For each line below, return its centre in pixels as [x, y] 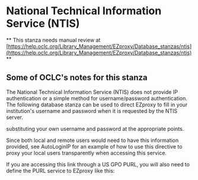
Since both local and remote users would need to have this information [92, 140]
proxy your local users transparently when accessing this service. [87, 153]
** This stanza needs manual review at [53, 40]
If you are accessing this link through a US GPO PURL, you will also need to [98, 164]
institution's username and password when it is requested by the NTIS [92, 110]
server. [15, 117]
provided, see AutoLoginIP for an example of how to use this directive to [94, 146]
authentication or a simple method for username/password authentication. [97, 98]
